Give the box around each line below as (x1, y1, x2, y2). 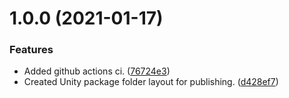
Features (9, 43, 54, 57)
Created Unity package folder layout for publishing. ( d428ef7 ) (23, 76, 279, 88)
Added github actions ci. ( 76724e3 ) (23, 65, 171, 77)
